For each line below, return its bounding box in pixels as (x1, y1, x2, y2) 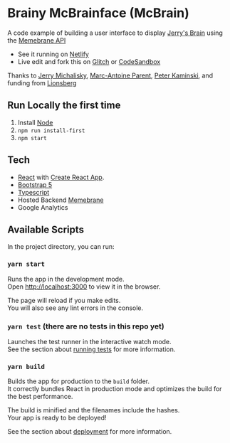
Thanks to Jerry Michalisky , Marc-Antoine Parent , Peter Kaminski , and (7, 71, 214, 80)
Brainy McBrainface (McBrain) (7, 5, 190, 21)
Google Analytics (17, 203, 68, 211)
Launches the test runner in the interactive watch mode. (7, 337, 172, 346)
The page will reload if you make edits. (7, 296, 121, 304)
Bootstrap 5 (17, 180, 53, 189)
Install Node (17, 118, 53, 127)
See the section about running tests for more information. (7, 345, 176, 353)
